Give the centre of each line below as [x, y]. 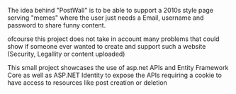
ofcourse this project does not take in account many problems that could [113, 39]
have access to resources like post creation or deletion [88, 83]
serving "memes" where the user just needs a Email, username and [106, 18]
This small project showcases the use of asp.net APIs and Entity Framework [118, 67]
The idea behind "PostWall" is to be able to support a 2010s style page [111, 10]
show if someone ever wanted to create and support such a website [107, 46]
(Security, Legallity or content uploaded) [66, 54]
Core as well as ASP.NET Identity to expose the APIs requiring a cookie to [114, 75]
